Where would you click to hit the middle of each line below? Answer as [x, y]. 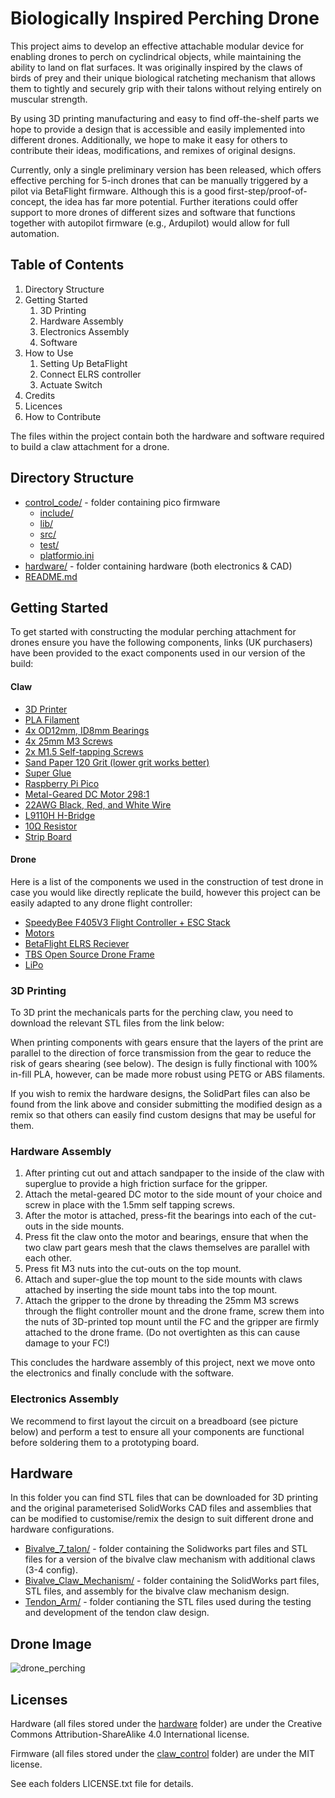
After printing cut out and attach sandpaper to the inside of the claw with [174, 1173]
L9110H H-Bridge [60, 815]
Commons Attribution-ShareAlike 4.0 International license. [130, 1734]
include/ [56, 513]
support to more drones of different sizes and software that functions [153, 212]
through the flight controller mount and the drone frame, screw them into [174, 1311]
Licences [43, 406]
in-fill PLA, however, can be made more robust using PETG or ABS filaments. [168, 1074]
